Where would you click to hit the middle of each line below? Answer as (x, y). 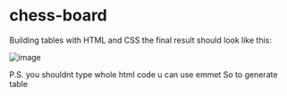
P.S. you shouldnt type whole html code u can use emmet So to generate (143, 74)
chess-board (58, 16)
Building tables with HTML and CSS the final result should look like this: (141, 40)
